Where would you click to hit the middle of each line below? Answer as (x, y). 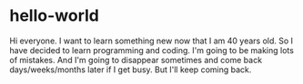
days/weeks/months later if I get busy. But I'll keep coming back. (131, 70)
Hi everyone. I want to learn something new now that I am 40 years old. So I (151, 41)
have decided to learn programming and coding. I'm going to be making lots (151, 50)
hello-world (55, 16)
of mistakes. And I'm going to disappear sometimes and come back (136, 60)
